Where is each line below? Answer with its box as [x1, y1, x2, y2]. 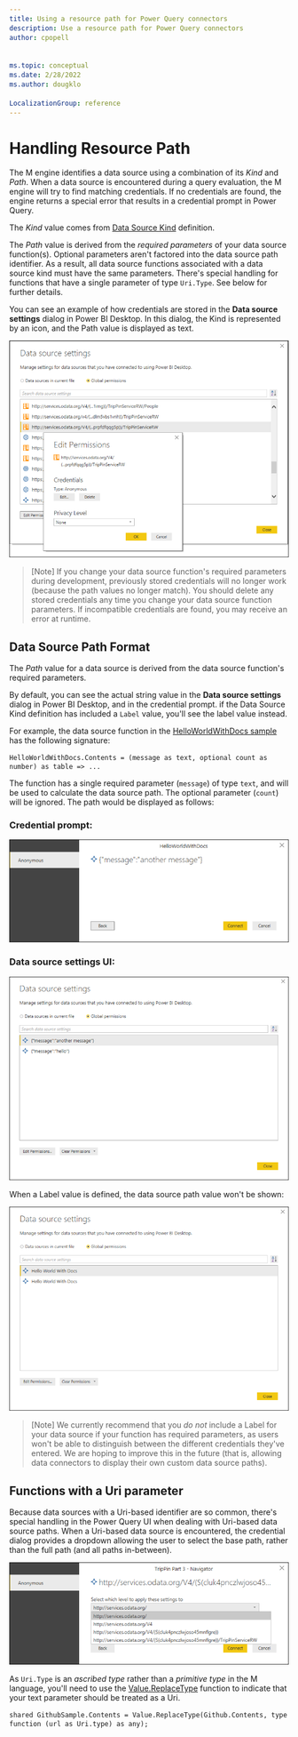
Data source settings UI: [9, 956, 115, 968]
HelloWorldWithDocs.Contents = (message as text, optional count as [9, 754, 268, 763]
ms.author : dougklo [9, 80, 82, 89]
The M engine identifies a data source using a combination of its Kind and [9, 167, 279, 178]
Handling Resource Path [9, 138, 191, 158]
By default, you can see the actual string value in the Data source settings [9, 690, 282, 700]
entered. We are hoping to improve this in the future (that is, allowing [30, 1448, 282, 1459]
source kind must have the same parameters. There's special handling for [9, 268, 278, 279]
